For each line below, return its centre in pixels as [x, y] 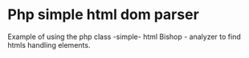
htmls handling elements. [49, 44]
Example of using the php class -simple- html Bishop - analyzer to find [124, 37]
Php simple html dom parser [104, 15]
